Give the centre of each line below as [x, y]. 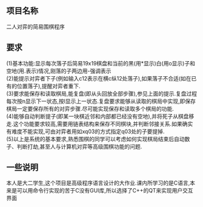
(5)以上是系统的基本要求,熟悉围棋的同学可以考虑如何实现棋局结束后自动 [95, 139]
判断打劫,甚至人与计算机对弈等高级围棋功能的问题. [79, 146]
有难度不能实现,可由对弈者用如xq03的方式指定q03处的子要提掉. [85, 131]
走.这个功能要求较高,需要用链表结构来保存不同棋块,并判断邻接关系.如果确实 [100, 123]
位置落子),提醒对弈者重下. [48, 86]
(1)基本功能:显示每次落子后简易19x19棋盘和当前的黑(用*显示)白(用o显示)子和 [101, 63]
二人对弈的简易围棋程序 [35, 27]
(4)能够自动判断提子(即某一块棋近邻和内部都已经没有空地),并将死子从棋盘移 [100, 116]
